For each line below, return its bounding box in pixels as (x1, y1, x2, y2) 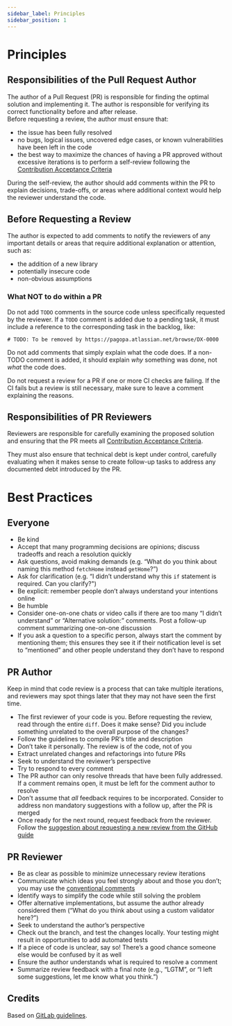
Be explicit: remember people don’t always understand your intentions (17, 587, 219, 596)
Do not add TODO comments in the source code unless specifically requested (7, 308, 226, 316)
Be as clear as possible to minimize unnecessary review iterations (17, 869, 206, 878)
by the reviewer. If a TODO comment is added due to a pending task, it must (7, 315, 219, 323)
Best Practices (7, 489, 93, 505)
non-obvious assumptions (17, 275, 92, 283)
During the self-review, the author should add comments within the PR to (7, 178, 215, 187)
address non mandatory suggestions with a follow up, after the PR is (17, 801, 213, 809)
